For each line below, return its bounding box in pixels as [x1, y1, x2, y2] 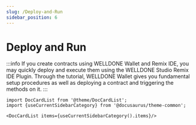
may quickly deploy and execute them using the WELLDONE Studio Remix [6, 67, 189, 74]
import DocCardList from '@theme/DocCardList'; [6, 97, 128, 103]
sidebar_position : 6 [6, 14, 58, 20]
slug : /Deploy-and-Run [6, 8, 63, 15]
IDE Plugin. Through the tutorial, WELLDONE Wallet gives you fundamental [6, 73, 190, 80]
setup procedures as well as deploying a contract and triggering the [6, 79, 174, 87]
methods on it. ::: [6, 85, 48, 93]
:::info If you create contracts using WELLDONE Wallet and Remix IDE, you [6, 60, 189, 67]
